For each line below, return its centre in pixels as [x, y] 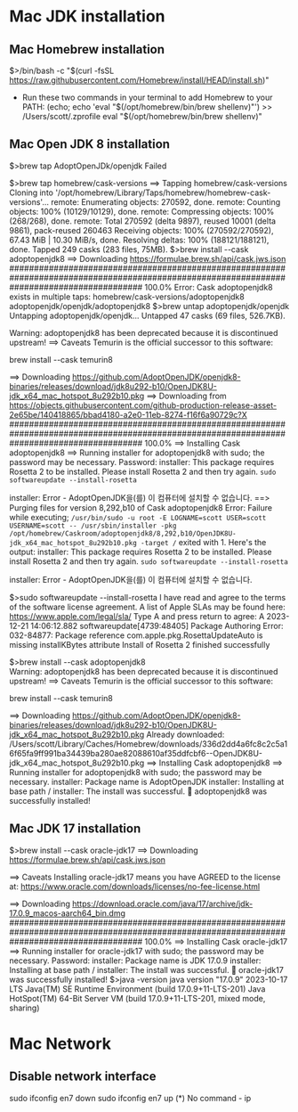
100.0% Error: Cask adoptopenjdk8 [209, 287]
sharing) [24, 1008]
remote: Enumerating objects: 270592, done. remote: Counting [165, 201]
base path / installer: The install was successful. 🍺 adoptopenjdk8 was [138, 791]
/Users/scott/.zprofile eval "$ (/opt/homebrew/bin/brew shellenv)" [142, 116]
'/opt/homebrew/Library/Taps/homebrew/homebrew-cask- [163, 192]
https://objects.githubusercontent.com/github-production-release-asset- [143, 405]
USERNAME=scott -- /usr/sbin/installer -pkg [93, 526]
